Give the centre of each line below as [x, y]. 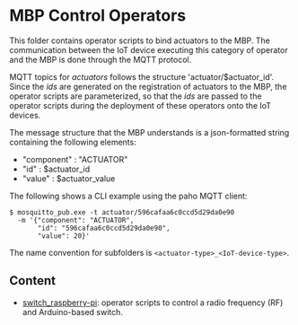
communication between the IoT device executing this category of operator [149, 49]
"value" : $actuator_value [69, 178]
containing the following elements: [73, 142]
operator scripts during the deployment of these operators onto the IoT [140, 105]
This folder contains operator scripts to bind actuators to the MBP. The [140, 40]
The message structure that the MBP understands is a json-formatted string [149, 132]
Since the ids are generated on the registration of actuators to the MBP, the [148, 86]
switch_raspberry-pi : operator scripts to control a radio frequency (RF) [153, 303]
